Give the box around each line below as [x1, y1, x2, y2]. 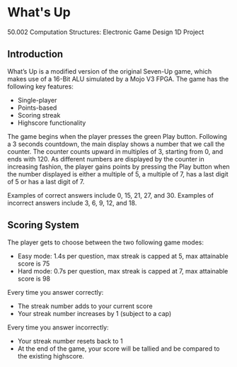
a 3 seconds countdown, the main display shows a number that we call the [7, 140, 225, 148]
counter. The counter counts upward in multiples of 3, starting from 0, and [7, 147, 224, 156]
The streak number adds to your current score [17, 302, 154, 310]
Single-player [17, 96, 57, 104]
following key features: [7, 82, 74, 91]
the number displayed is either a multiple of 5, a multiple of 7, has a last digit [7, 169, 229, 178]
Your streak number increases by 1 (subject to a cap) [17, 309, 172, 317]
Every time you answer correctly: [7, 288, 104, 296]
